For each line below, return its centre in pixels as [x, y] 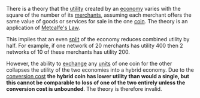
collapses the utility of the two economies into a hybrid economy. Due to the [100, 70]
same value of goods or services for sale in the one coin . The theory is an [97, 21]
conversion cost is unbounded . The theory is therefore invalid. [84, 89]
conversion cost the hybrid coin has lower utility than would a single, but [98, 76]
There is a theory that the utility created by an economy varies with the [93, 9]
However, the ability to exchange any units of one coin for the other [89, 63]
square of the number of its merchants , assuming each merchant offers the [99, 15]
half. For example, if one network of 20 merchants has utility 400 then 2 [95, 45]
